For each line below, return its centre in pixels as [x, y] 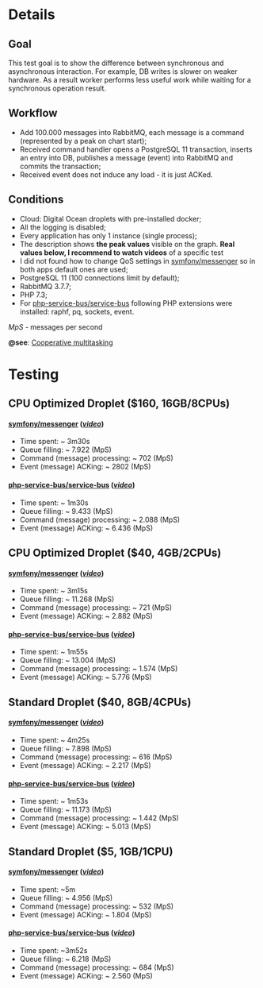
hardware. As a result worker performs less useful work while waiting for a [130, 80]
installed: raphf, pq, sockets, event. [77, 311]
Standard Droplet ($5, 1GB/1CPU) [91, 851]
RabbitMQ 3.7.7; [45, 286]
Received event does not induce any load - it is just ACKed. [116, 174]
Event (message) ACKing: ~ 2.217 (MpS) [86, 765]
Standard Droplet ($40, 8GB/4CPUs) [100, 702]
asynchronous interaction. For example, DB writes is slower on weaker [123, 71]
